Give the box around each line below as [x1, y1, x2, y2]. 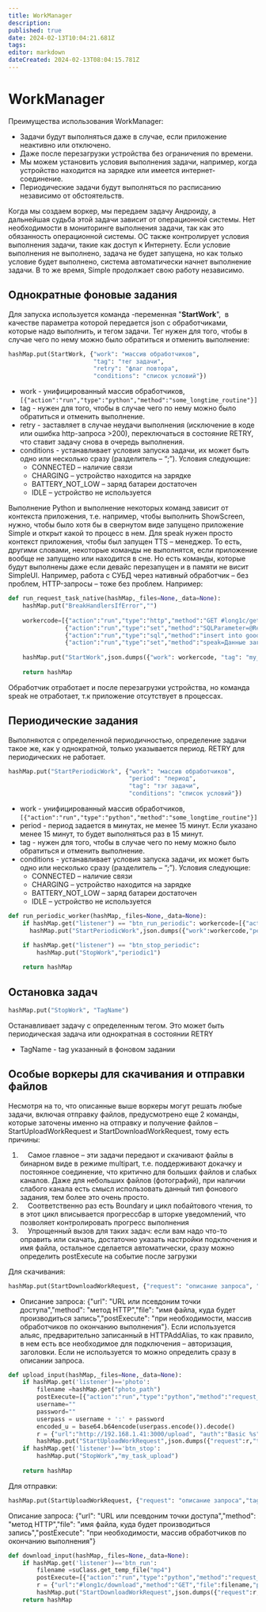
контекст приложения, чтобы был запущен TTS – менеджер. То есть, [8, 537, 242, 546]
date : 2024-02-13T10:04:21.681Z [8, 33, 115, 42]
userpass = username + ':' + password [36, 1415, 165, 1423]
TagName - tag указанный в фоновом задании [19, 1044, 176, 1054]
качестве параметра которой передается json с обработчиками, [8, 318, 228, 327]
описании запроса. [19, 1356, 85, 1365]
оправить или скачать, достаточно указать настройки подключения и [19, 1234, 257, 1244]
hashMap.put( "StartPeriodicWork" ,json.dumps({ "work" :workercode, [28, 927, 249, 935]
